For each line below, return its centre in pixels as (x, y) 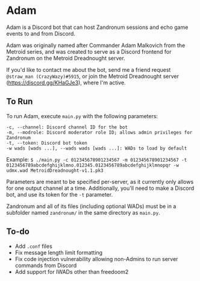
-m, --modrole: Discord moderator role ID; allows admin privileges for (99, 132)
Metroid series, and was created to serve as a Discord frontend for (89, 51)
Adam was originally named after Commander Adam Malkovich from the (96, 45)
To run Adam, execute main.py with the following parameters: (82, 116)
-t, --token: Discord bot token (47, 143)
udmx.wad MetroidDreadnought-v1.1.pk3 (55, 170)
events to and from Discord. (41, 33)
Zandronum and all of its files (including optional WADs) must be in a (91, 206)
